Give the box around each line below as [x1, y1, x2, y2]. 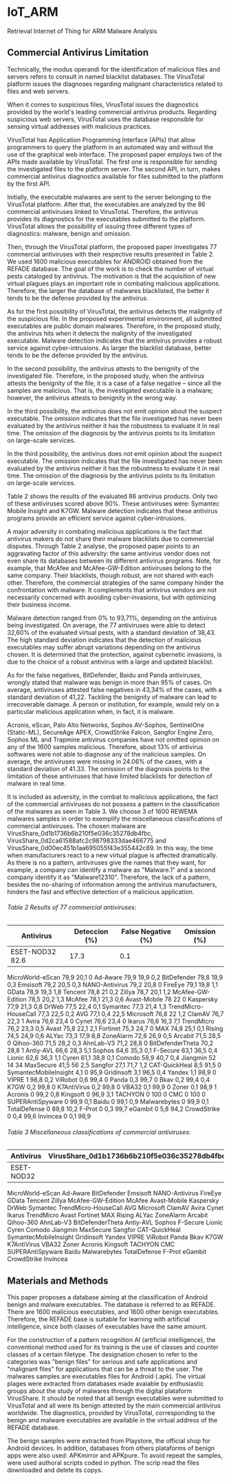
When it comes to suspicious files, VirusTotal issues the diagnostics [7, 100, 199, 109]
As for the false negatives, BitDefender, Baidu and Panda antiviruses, [7, 671, 202, 679]
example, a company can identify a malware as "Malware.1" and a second [7, 865, 216, 874]
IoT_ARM [7, 4, 58, 20]
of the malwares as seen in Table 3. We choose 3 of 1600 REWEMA [7, 807, 198, 815]
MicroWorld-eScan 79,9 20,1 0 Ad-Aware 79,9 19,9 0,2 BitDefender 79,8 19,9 [7, 973, 223, 981]
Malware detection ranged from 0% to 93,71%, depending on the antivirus [7, 614, 217, 622]
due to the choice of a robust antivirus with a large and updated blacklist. [7, 658, 214, 666]
